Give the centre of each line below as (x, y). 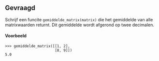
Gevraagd (20, 8)
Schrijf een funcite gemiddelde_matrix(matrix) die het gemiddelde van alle (79, 19)
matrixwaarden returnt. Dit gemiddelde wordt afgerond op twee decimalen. (80, 25)
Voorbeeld (16, 36)
